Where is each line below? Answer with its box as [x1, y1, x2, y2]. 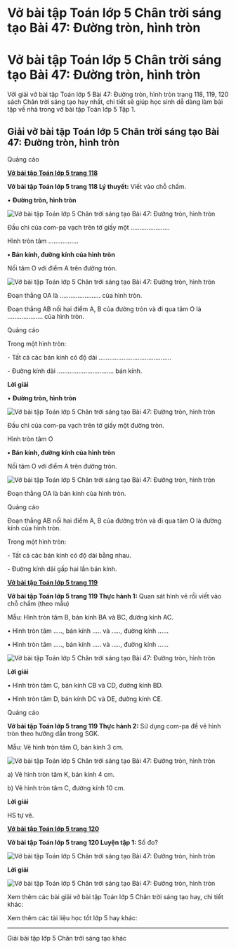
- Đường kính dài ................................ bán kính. [7, 367, 143, 375]
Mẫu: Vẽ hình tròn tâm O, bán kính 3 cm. [7, 742, 124, 751]
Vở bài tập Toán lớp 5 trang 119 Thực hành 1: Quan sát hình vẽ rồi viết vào [7, 591, 222, 600]
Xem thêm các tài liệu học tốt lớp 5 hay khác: [7, 913, 138, 922]
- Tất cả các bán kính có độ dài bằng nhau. [7, 551, 132, 559]
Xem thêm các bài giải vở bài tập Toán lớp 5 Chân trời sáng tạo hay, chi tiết [7, 892, 223, 901]
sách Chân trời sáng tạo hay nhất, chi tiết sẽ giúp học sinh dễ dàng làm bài [7, 98, 223, 106]
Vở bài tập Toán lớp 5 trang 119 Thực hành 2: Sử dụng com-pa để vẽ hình [7, 721, 221, 730]
